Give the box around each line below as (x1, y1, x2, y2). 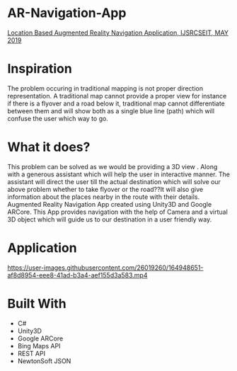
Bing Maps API (17, 341, 61, 350)
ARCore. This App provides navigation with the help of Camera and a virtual (7, 207, 228, 216)
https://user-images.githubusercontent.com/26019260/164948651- (7, 263, 204, 272)
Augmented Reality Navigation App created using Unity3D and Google (7, 200, 212, 208)
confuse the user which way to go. (7, 114, 108, 122)
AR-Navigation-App (7, 5, 127, 21)
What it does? (7, 139, 91, 155)
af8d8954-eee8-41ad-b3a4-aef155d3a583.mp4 (7, 270, 148, 279)
